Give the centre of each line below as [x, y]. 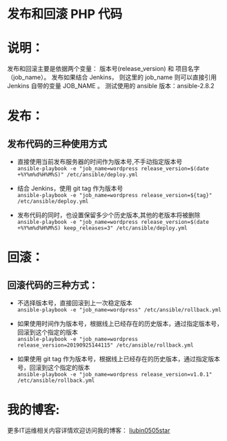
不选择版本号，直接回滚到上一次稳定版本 [75, 303]
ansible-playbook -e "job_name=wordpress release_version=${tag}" [115, 196]
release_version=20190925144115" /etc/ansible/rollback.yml [105, 345]
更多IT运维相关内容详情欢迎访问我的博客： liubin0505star [89, 431]
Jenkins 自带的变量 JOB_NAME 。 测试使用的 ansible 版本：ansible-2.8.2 [111, 86]
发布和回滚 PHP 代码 [65, 14]
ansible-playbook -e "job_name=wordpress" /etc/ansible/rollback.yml [119, 310]
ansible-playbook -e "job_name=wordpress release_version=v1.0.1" [115, 375]
